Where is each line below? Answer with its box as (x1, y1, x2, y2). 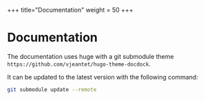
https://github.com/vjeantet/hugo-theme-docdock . (7, 60, 151, 68)
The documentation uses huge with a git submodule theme (7, 52, 174, 60)
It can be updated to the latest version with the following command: (7, 73, 198, 81)
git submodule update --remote (7, 86, 97, 93)
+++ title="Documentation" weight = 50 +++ (7, 6, 133, 14)
